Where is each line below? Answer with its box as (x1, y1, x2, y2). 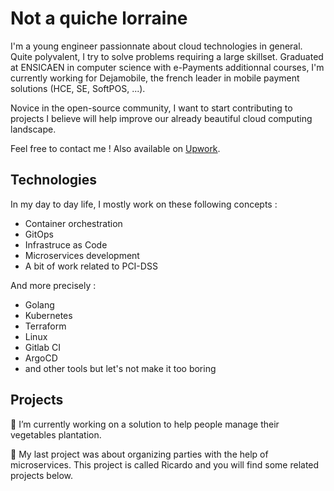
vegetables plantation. (10, 428, 102, 441)
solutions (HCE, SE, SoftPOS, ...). (10, 82, 146, 94)
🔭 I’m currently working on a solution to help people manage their (10, 418, 280, 430)
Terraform (24, 320, 67, 332)
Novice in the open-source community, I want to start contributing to (10, 102, 293, 114)
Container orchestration (24, 217, 123, 229)
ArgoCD (24, 352, 58, 364)
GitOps (24, 228, 54, 240)
